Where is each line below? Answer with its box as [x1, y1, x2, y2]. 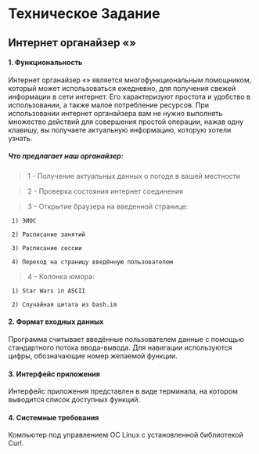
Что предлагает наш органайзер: [8, 151, 124, 161]
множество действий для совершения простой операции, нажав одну [8, 117, 244, 126]
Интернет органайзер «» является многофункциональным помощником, [8, 75, 252, 85]
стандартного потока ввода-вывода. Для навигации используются [8, 343, 232, 352]
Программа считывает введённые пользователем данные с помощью [8, 334, 244, 343]
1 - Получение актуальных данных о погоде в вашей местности [27, 171, 241, 180]
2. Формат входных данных [8, 317, 104, 326]
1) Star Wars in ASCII [11, 287, 86, 295]
